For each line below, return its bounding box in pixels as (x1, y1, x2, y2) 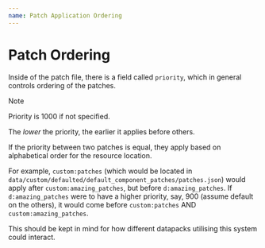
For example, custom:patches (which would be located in (8, 166, 193, 176)
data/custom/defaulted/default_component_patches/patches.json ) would (8, 174, 246, 184)
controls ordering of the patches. (8, 80, 117, 90)
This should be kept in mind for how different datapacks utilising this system (8, 223, 258, 233)
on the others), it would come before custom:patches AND (8, 200, 197, 209)
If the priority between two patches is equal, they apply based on (8, 142, 221, 152)
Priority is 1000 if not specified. (8, 111, 110, 121)
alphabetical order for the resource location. (8, 150, 152, 160)
